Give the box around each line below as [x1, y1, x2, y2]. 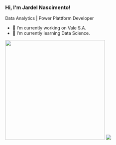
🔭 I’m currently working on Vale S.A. [12, 25, 86, 31]
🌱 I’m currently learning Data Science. [12, 30, 91, 36]
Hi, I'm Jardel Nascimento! [5, 4, 71, 11]
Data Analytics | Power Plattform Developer [5, 15, 94, 21]
